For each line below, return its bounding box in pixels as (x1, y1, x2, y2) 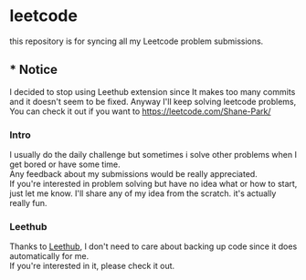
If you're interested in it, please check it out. (9, 261, 175, 272)
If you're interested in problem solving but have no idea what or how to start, (9, 179, 298, 190)
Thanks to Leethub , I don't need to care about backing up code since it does (9, 241, 298, 252)
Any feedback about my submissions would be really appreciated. (9, 169, 258, 180)
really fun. (9, 198, 47, 209)
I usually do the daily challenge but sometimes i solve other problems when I (9, 150, 297, 161)
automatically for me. (9, 251, 90, 262)
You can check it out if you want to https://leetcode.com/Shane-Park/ (9, 106, 271, 117)
